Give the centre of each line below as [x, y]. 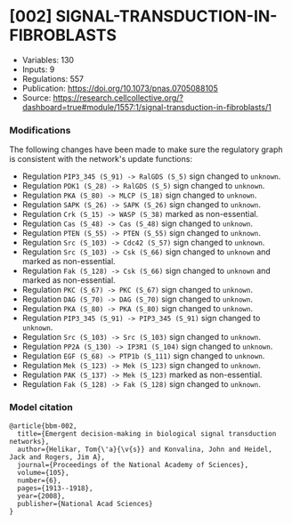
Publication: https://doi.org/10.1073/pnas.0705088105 [120, 88]
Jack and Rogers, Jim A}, [57, 457]
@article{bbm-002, [43, 426]
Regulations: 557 [53, 78]
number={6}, [40, 480]
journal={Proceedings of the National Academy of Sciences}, [133, 464]
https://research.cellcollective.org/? [118, 97]
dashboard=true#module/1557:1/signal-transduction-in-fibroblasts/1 [146, 107]
